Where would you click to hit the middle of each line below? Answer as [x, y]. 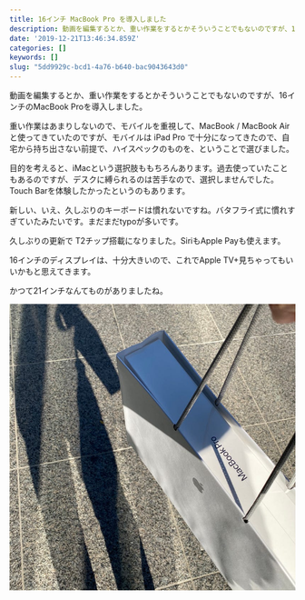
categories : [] [38, 48]
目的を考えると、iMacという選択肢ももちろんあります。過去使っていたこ [145, 168]
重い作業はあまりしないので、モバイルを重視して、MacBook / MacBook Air [150, 126]
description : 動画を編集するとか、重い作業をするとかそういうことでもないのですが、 [151, 29]
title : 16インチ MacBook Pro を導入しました [88, 19]
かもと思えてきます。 [56, 271]
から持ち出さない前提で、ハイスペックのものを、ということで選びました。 [156, 149]
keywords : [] [34, 58]
